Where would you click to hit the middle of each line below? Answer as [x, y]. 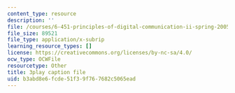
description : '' [31, 20]
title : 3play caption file [47, 72]
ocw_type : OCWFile [34, 59]
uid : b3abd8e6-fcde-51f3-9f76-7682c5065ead [72, 79]
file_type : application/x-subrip [56, 40]
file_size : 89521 [33, 33]
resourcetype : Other [37, 66]
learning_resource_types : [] [50, 46]
